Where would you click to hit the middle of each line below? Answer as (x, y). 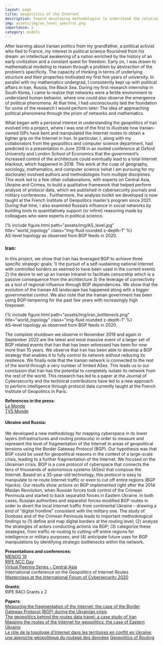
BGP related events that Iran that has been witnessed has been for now (76, 345)
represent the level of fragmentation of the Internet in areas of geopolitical (79, 443)
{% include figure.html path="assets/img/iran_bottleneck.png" (67, 315)
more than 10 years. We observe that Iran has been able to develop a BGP (79, 350)
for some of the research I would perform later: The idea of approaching (77, 108)
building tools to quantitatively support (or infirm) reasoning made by (74, 211)
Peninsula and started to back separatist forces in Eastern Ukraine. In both (79, 495)
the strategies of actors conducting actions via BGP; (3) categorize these (78, 526)
